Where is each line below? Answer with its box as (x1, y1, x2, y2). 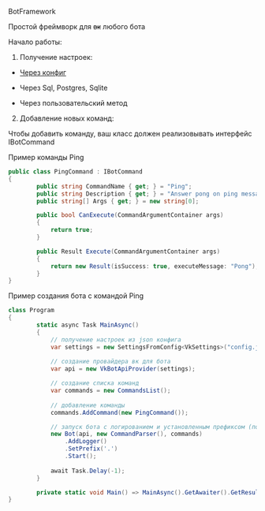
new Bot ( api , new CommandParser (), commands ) (50, 430, 203, 438)
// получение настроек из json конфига (50, 335, 181, 344)
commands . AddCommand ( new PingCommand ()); (50, 408, 189, 416)
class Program (8, 307, 55, 315)
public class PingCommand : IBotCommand (8, 168, 144, 176)
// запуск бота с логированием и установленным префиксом (50, 423, 245, 431)
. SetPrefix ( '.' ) (64, 445, 118, 453)
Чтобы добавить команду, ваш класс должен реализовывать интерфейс (8, 129, 252, 138)
